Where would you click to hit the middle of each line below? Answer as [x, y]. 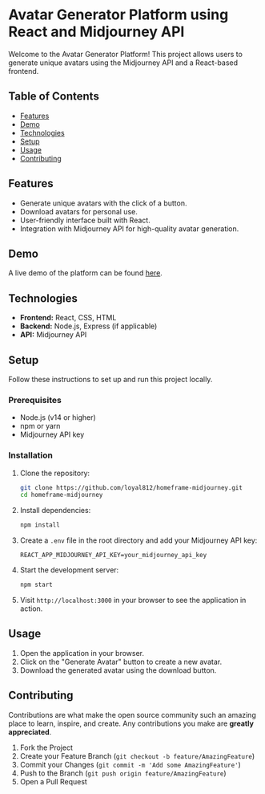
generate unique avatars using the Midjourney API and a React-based [123, 63]
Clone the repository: [55, 473]
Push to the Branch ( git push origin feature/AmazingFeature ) [123, 773]
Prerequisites [35, 400]
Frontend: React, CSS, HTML [68, 318]
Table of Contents [54, 97]
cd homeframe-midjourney [61, 495]
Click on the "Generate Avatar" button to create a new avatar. [121, 662]
